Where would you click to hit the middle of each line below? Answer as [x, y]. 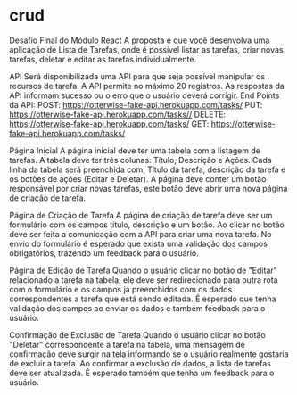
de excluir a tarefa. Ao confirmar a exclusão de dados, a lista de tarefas [140, 363]
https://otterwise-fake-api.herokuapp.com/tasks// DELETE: [117, 114]
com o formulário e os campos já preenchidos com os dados [121, 289]
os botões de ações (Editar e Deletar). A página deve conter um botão [138, 178]
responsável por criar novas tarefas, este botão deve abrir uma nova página [148, 188]
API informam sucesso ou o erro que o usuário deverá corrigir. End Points [144, 95]
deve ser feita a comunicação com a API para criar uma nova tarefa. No [140, 234]
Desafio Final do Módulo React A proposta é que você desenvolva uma [140, 40]
